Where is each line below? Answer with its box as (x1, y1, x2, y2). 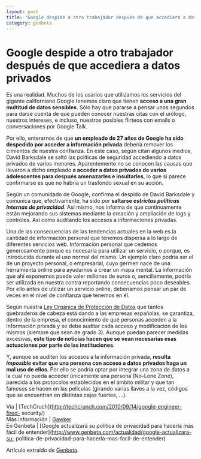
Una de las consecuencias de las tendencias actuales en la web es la (6, 228, 176, 235)
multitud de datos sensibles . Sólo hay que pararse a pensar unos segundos (6, 104, 194, 111)
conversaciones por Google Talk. (6, 123, 88, 130)
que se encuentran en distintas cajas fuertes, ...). (6, 391, 127, 399)
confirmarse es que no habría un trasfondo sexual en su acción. (6, 179, 164, 187)
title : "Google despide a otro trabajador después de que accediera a (6, 14, 186, 20)
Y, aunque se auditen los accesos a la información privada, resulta (6, 353, 171, 361)
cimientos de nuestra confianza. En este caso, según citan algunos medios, (6, 148, 193, 155)
